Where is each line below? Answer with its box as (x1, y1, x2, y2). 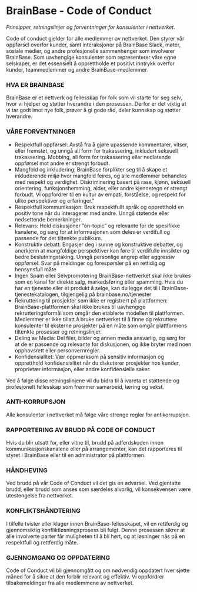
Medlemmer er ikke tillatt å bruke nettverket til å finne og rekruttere (14, 315, 178, 322)
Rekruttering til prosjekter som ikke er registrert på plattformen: (14, 297, 168, 304)
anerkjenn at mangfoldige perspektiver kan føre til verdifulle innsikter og (14, 247, 190, 254)
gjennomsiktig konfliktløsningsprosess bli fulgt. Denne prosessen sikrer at (6, 526, 185, 533)
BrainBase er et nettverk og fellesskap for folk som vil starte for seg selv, (6, 94, 182, 101)
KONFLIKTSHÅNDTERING (6, 507, 81, 515)
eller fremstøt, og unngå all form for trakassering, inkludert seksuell (14, 147, 178, 154)
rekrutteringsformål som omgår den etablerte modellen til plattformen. (14, 310, 185, 317)
